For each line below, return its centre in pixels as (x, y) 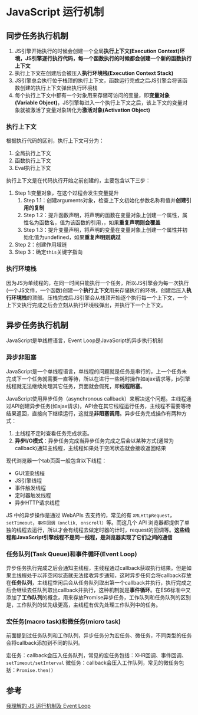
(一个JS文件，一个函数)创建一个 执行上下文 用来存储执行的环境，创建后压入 (96, 290)
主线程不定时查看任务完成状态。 (53, 433)
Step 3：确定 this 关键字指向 (49, 252)
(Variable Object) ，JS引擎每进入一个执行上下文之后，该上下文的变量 (98, 103)
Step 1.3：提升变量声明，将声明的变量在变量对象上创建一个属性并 (103, 230)
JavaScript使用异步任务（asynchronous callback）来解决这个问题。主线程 (96, 398)
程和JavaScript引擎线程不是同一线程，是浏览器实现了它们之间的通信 (89, 537)
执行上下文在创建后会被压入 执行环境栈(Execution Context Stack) (94, 73)
